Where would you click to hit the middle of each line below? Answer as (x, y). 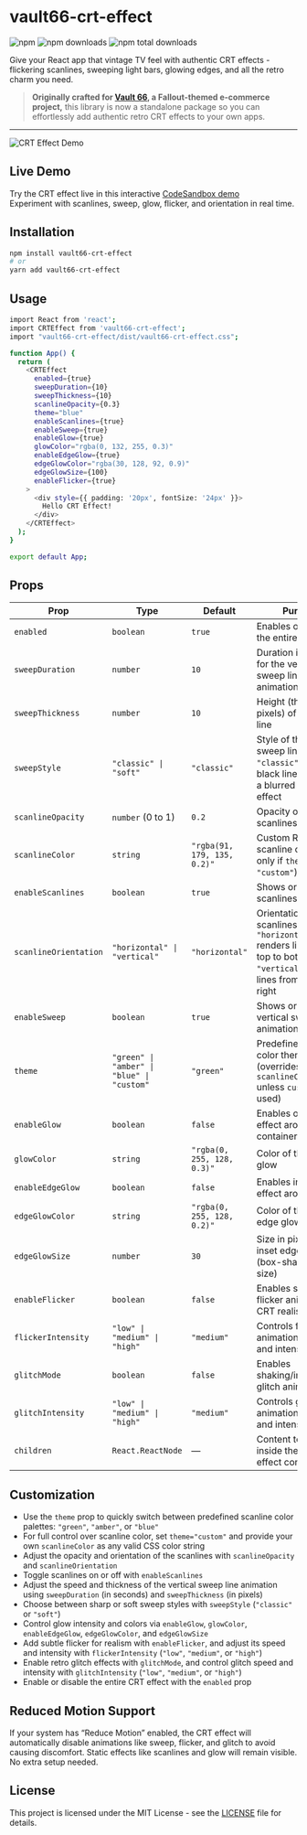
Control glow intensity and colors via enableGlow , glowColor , (135, 1624)
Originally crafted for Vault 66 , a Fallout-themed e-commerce (151, 97)
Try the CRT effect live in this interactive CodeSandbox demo (125, 193)
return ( (34, 362)
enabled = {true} (63, 379)
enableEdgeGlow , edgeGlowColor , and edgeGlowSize (115, 1634)
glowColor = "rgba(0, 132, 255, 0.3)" (103, 447)
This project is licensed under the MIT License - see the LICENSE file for (145, 1812)
